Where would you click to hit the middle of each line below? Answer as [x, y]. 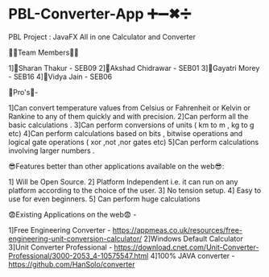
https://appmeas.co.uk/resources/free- [178, 229]
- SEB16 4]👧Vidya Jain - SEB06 [60, 76]
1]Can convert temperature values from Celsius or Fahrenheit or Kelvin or [130, 107]
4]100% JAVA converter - [192, 255]
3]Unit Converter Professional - [60, 247]
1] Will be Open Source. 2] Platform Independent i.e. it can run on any [123, 181]
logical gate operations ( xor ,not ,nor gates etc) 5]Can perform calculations [134, 142]
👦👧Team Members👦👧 [43, 52]
